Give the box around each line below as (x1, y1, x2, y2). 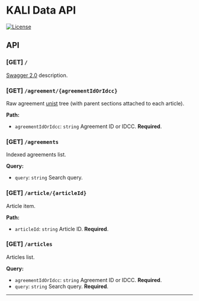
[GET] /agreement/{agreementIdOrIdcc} (6, 87, 118, 95)
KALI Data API (6, 4, 76, 17)
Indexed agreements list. (6, 151, 66, 158)
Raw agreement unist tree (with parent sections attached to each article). (6, 100, 185, 107)
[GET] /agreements (6, 137, 59, 146)
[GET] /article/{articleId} (6, 189, 87, 197)
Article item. (6, 202, 36, 209)
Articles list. (6, 253, 35, 261)
